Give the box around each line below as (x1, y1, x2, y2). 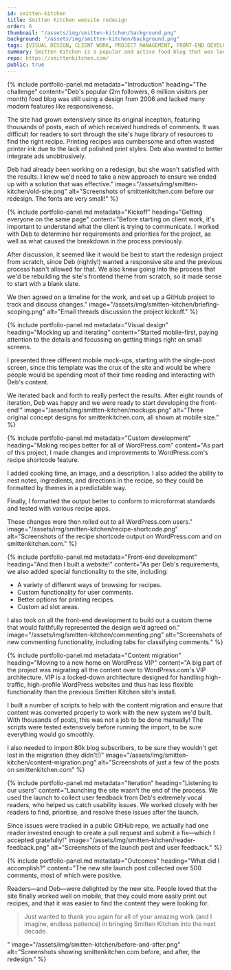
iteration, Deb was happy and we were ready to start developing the (7, 398, 199, 406)
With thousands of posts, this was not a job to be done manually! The (7, 716, 203, 724)
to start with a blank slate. (7, 279, 80, 287)
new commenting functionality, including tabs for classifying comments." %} (7, 637, 223, 646)
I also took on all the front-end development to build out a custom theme (7, 616, 212, 624)
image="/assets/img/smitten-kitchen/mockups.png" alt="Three (23, 406, 204, 414)
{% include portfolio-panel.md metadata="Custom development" (7, 434, 191, 442)
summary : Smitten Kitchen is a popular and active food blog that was (7, 49, 214, 56)
